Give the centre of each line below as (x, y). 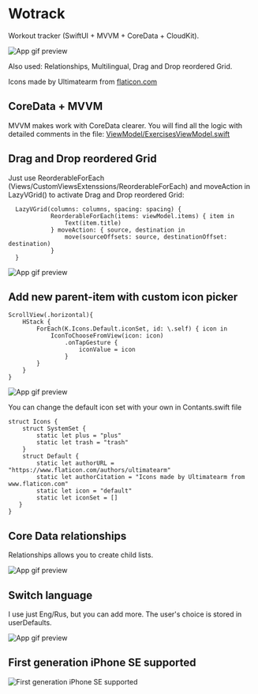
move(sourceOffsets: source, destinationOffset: (146, 237)
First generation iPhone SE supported (102, 663)
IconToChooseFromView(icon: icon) (107, 336)
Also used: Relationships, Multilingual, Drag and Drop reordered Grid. (120, 66)
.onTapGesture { (91, 343)
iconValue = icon (107, 350)
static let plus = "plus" (79, 436)
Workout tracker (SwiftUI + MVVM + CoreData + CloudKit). (104, 36)
